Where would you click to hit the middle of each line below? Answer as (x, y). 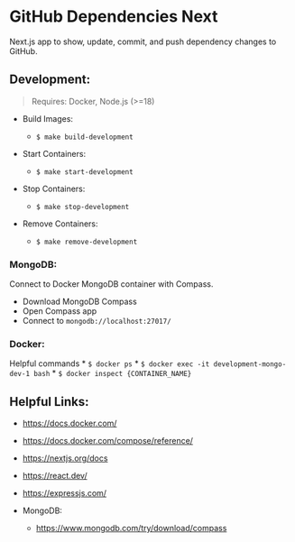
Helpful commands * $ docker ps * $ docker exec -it (110, 363)
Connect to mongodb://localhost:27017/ (97, 321)
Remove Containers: (60, 224)
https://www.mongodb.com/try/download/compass (131, 528)
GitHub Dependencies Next (114, 17)
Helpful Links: (49, 402)
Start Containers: (54, 153)
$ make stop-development (83, 207)
